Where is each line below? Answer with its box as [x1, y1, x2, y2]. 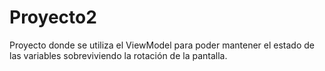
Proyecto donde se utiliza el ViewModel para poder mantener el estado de [9, 39, 315, 51]
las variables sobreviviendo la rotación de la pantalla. [9, 49, 228, 61]
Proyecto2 [9, 6, 97, 29]
